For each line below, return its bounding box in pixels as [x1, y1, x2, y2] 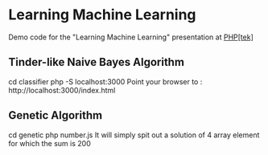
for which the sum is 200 [8, 138, 91, 148]
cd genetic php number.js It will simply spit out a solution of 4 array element [8, 130, 260, 140]
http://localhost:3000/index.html [8, 85, 116, 95]
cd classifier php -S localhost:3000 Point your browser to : [8, 76, 203, 86]
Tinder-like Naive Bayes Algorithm [8, 55, 185, 69]
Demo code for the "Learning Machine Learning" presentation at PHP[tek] [8, 32, 254, 42]
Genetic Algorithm [8, 108, 103, 122]
